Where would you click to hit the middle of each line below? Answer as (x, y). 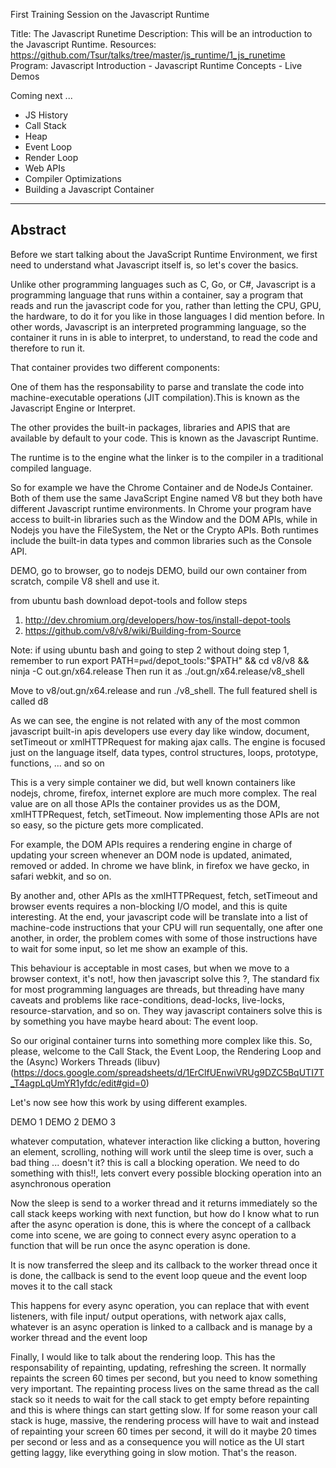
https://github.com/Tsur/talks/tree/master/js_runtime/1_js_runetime (148, 55)
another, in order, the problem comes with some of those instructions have (164, 938)
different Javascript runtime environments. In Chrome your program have (161, 508)
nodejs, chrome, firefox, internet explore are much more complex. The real (163, 793)
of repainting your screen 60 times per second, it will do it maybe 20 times (163, 1431)
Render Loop (51, 157)
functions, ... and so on (57, 763)
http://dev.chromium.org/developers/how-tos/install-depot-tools (157, 620)
